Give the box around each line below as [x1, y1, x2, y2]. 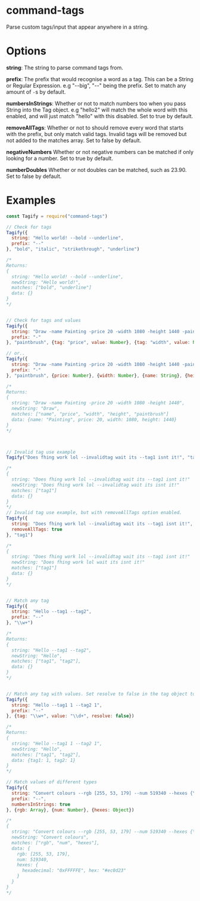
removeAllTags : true [11, 526, 62, 532]
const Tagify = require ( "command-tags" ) [6, 213, 108, 219]
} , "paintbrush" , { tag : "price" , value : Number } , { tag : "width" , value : [6, 340, 190, 346]
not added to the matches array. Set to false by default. [6, 137, 142, 144]
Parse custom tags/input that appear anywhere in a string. [6, 23, 149, 30]
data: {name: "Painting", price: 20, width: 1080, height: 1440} [11, 416, 177, 423]
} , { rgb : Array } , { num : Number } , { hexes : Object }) [6, 807, 135, 813]
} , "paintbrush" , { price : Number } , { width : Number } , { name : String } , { [6, 373, 188, 379]
